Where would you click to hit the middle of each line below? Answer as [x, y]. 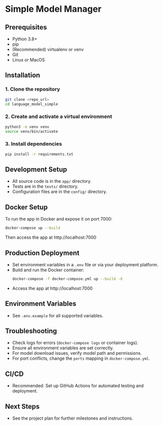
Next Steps [22, 406]
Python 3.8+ [25, 39]
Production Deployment [42, 253]
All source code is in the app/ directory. [52, 181]
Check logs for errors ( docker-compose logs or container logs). [75, 343]
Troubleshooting [31, 331]
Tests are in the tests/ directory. [45, 186]
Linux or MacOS [28, 60]
